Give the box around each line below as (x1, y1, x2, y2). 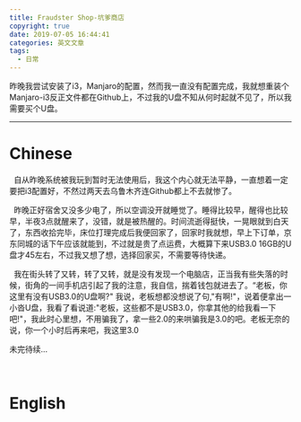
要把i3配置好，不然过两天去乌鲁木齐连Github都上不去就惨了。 (9, 185, 237, 196)
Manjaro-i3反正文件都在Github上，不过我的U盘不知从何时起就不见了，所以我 (9, 92, 292, 102)
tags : (9, 47, 30, 56)
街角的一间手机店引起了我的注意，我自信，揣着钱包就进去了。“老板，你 (24, 279, 288, 290)
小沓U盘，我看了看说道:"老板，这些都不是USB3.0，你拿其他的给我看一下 (9, 302, 277, 312)
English (9, 393, 66, 414)
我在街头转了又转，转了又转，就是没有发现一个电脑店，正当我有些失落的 (13, 268, 280, 279)
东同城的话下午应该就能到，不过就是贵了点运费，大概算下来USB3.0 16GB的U (9, 238, 292, 249)
